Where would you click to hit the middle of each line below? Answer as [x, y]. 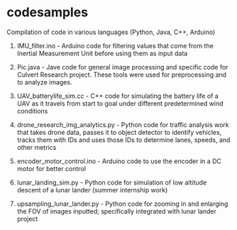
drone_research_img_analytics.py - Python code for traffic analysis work [123, 124]
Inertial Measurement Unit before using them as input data [102, 53]
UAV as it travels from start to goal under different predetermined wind [120, 103]
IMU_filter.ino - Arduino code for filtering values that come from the [115, 45]
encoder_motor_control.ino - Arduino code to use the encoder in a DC [119, 161]
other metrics [37, 147]
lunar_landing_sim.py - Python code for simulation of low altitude [112, 182]
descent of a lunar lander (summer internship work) [92, 190]
